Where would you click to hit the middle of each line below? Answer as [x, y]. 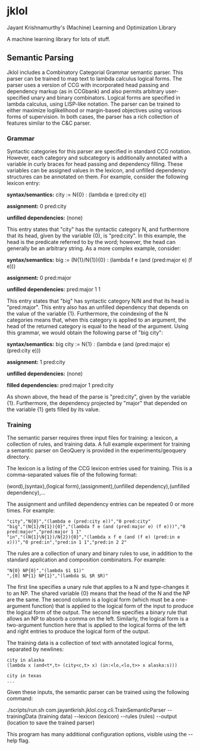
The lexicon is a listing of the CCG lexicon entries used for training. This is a [100, 468]
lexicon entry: [24, 183]
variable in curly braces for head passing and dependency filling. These [95, 164]
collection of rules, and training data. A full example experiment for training [99, 444]
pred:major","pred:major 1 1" [44, 532]
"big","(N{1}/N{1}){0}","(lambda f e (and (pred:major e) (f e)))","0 [96, 527]
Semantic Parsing [40, 58]
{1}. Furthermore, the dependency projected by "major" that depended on [97, 403]
